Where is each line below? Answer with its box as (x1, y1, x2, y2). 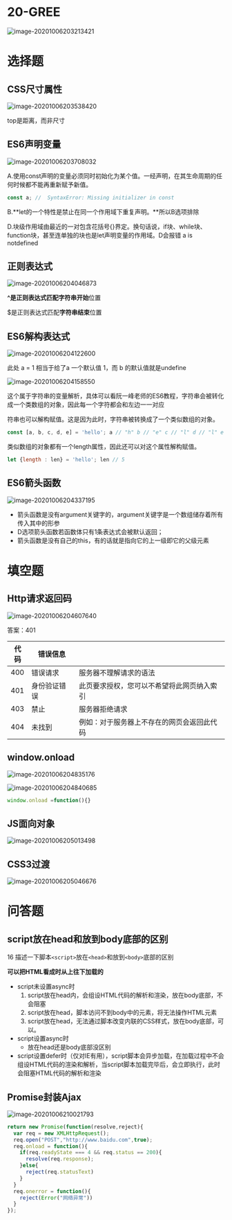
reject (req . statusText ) (25, 1169, 95, 1176)
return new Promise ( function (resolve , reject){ (7, 1123, 144, 1130)
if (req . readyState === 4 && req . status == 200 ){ (19, 1149, 162, 1156)
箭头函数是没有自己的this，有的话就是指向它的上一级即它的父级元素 (17, 536, 209, 545)
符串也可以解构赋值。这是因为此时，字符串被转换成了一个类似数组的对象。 (7, 415, 219, 423)
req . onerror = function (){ (13, 1187, 91, 1195)
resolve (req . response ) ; (25, 1156, 95, 1162)
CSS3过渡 (7, 858, 50, 870)
